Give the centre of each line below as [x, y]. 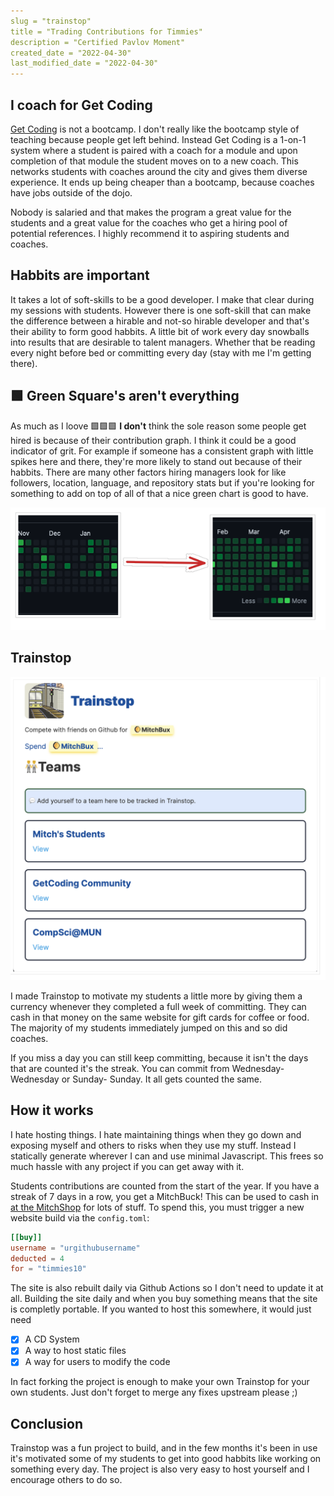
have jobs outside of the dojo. [71, 192]
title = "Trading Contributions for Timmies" [106, 31]
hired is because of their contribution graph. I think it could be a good [153, 440]
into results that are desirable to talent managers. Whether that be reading [163, 342]
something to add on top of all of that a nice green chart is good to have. [159, 493]
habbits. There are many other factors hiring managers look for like [148, 472]
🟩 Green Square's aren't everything [125, 396]
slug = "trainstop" [51, 21]
